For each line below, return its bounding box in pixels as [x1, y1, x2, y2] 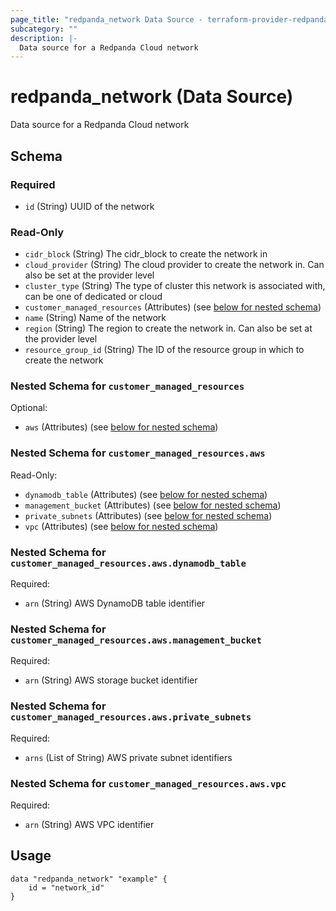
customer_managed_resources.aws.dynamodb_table [10, 557, 247, 569]
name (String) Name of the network [24, 312, 167, 324]
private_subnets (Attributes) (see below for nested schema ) [24, 509, 273, 521]
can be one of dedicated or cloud [24, 291, 163, 303]
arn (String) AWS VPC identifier [24, 818, 155, 830]
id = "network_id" [28, 882, 105, 893]
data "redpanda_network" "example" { [10, 874, 168, 884]
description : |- [10, 33, 78, 43]
